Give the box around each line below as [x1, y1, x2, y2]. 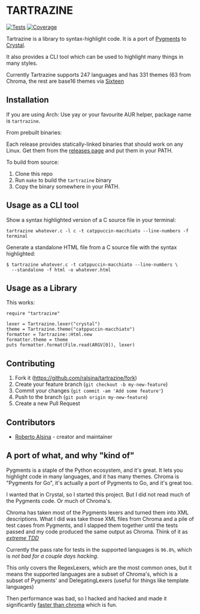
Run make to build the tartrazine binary [14, 176, 112, 184]
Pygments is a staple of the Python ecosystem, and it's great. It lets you [6, 466, 183, 474]
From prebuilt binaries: [6, 128, 62, 136]
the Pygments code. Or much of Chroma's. [6, 497, 112, 504]
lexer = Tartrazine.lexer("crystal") [6, 321, 101, 327]
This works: [6, 299, 35, 306]
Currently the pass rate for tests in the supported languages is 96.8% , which [6, 546, 192, 553]
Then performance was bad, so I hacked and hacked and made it [6, 595, 167, 602]
